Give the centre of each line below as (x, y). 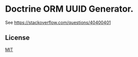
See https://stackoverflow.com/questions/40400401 (58, 22)
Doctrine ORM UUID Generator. (69, 9)
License (17, 38)
